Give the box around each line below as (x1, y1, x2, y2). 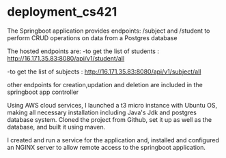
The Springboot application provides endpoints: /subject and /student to (7, 27, 210, 35)
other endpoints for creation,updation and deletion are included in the (7, 80, 203, 89)
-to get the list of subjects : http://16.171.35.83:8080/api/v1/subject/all (7, 67, 201, 76)
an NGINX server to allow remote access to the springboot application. (7, 143, 206, 151)
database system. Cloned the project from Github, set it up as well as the (7, 115, 212, 123)
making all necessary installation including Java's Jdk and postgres (7, 108, 197, 116)
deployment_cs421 (7, 4, 117, 20)
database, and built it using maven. (7, 123, 106, 131)
